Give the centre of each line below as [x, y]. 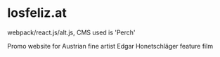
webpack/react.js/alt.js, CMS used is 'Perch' [71, 32]
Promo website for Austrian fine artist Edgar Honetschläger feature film [110, 46]
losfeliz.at [37, 13]
